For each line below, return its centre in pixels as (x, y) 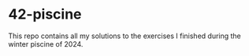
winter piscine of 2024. (46, 44)
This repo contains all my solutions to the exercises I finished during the (125, 36)
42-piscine (45, 14)
